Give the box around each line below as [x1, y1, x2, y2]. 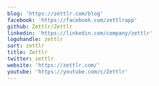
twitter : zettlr [7, 55, 54, 62]
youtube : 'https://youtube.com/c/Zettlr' [7, 68, 129, 75]
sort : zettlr [7, 42, 45, 49]
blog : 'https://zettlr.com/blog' [7, 10, 104, 17]
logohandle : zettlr [7, 36, 64, 43]
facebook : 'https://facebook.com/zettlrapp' [7, 17, 138, 24]
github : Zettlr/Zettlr [7, 23, 73, 30]
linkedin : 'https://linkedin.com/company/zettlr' [7, 29, 153, 37]
